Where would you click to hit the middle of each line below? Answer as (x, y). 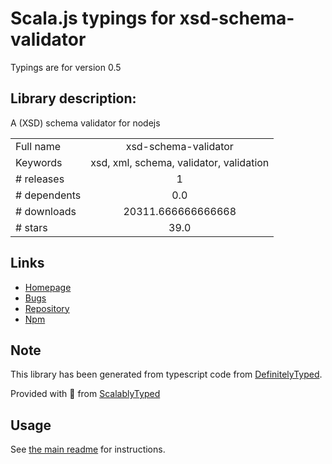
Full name (38, 146)
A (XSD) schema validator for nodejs (85, 123)
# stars (31, 227)
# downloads (46, 211)
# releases (40, 179)
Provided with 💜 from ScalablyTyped (85, 394)
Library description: (73, 98)
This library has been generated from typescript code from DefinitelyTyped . (166, 374)
